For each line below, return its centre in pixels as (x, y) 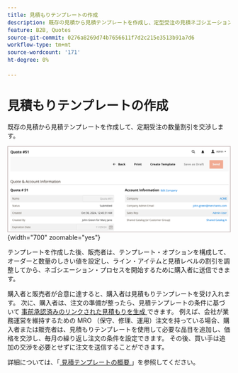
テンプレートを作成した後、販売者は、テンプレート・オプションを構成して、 (119, 252)
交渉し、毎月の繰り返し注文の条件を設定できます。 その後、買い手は (119, 338)
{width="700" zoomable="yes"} (54, 237)
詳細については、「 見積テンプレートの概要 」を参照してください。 (103, 362)
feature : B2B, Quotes (39, 30)
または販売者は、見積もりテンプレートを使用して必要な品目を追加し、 (122, 330)
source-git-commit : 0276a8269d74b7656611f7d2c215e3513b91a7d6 (101, 38)
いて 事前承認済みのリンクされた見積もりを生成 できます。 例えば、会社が (115, 312)
